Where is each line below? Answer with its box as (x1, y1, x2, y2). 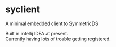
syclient (5, 4, 40, 15)
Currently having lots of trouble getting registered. (5, 36, 111, 42)
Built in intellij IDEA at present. (5, 30, 68, 36)
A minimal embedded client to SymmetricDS (5, 20, 98, 27)
